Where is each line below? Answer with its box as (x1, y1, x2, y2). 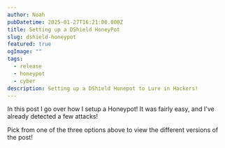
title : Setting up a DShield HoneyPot (7, 26, 120, 33)
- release (13, 63, 42, 70)
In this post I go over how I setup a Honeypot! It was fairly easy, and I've (7, 105, 215, 113)
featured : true (7, 40, 52, 48)
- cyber (13, 77, 36, 84)
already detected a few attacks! (7, 112, 99, 121)
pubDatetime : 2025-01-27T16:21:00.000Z (7, 18, 124, 26)
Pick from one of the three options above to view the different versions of (7, 126, 219, 134)
